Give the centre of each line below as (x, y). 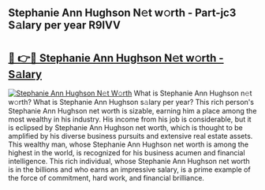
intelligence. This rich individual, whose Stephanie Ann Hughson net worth (129, 161)
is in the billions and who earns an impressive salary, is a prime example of (129, 170)
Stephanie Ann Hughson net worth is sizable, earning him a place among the (132, 111)
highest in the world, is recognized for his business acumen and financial (127, 153)
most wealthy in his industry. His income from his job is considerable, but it (130, 119)
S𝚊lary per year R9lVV (64, 26)
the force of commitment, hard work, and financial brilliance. (106, 178)
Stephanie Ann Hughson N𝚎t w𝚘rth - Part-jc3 (122, 13)
